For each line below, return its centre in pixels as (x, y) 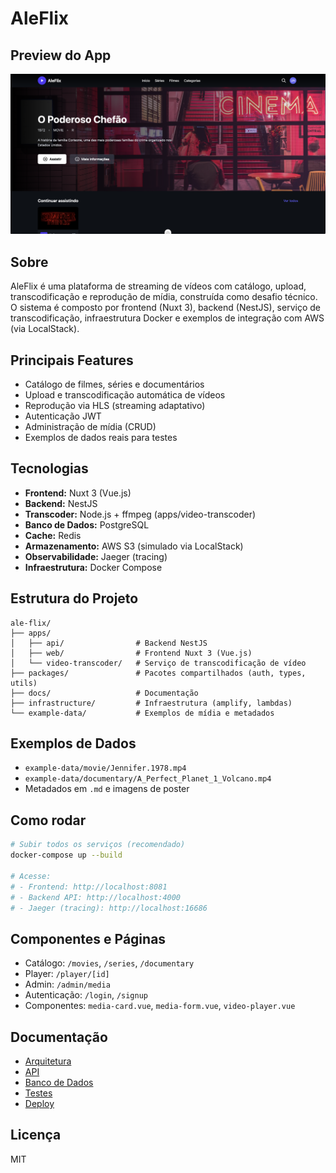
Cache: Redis (53, 535)
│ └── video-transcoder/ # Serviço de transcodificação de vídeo (158, 663)
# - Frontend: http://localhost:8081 (89, 887)
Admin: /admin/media (67, 984)
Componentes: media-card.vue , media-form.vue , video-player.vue (160, 1006)
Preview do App (61, 55)
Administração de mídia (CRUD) (90, 427)
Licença (36, 1135)
